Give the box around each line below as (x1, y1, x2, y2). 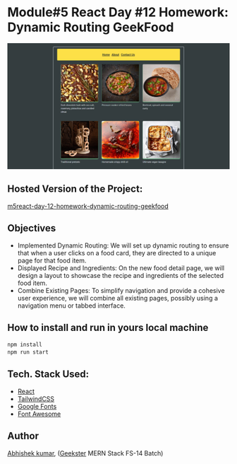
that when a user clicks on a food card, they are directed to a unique (17, 248, 217, 257)
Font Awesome (17, 410, 61, 418)
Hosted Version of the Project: (7, 183, 143, 195)
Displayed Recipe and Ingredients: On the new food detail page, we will (17, 263, 224, 272)
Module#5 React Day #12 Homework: (7, 4, 229, 21)
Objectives (7, 222, 56, 234)
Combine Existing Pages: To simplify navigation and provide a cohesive (17, 286, 225, 294)
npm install (7, 341, 42, 349)
